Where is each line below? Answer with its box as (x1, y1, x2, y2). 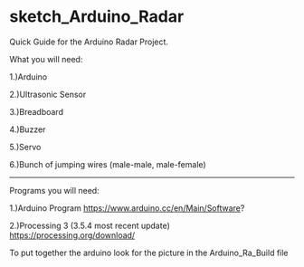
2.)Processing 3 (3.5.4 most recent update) (9, 220, 170, 231)
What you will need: (9, 53, 83, 64)
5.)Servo (9, 141, 42, 152)
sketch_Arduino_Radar (9, 6, 185, 27)
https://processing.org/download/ (9, 229, 136, 241)
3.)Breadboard (9, 106, 63, 117)
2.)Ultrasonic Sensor (9, 89, 87, 100)
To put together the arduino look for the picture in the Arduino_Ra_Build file (9, 247, 289, 258)
